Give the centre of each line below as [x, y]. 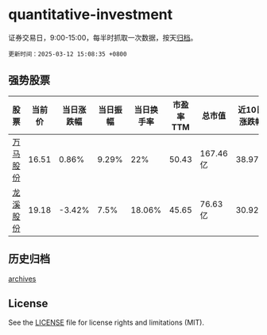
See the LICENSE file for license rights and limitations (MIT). [106, 322]
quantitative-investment [91, 15]
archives [22, 279]
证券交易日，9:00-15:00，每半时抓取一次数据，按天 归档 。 [103, 37]
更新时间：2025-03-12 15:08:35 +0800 [68, 54]
